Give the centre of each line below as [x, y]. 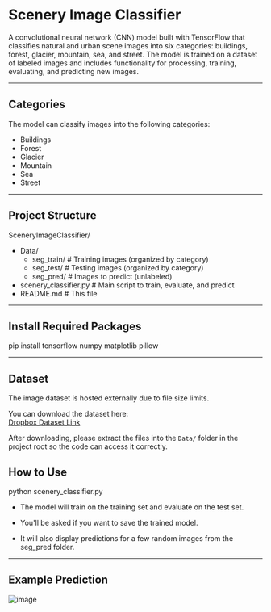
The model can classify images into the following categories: [109, 124]
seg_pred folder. [47, 547]
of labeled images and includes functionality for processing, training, [123, 63]
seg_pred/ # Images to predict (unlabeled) [102, 276]
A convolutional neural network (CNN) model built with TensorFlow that [127, 37]
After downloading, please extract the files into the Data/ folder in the [123, 438]
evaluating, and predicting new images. [74, 71]
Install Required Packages [75, 326]
